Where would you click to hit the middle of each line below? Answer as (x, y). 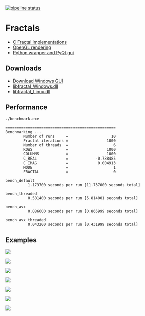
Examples (21, 240)
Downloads (23, 69)
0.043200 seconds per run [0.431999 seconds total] (83, 224)
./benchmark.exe (22, 119)
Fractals (23, 28)
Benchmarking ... (23, 132)
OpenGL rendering (32, 47)
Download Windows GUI (38, 81)
